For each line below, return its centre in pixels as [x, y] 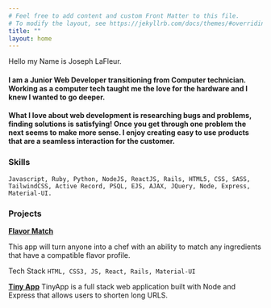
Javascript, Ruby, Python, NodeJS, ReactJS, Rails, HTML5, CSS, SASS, [129, 179]
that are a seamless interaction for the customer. [92, 141]
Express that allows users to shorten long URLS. [88, 295]
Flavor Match [31, 231]
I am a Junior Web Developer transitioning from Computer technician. [127, 80]
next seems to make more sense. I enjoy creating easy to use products [129, 133]
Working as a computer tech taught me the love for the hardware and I [128, 88]
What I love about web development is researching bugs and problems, [130, 116]
